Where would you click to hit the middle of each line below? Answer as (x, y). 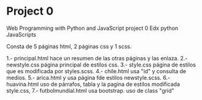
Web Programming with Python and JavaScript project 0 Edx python (92, 28)
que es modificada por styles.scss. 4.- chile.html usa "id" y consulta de (96, 71)
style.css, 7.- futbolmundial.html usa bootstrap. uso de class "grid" (90, 90)
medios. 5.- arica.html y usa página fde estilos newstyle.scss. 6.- (88, 77)
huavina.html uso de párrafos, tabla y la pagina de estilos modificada (93, 84)
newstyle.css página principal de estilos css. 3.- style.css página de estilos (101, 65)
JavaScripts (21, 34)
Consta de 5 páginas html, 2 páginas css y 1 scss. (69, 46)
